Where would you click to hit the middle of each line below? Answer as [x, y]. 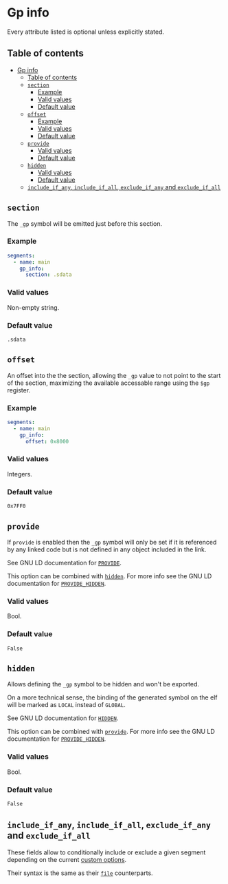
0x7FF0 [16, 506]
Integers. [20, 474]
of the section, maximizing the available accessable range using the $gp [109, 383]
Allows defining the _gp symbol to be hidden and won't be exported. [103, 684]
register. [19, 390]
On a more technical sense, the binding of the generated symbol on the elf [112, 697]
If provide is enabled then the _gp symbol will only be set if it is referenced [112, 542]
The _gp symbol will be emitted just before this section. [85, 223]
